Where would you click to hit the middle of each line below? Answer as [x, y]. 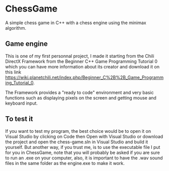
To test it [19, 119]
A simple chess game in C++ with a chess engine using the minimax [76, 23]
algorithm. [16, 28]
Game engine [26, 44]
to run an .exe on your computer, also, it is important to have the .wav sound [84, 158]
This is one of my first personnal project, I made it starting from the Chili [80, 56]
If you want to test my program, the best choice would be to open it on [78, 131]
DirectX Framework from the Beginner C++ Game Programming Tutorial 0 [81, 61]
